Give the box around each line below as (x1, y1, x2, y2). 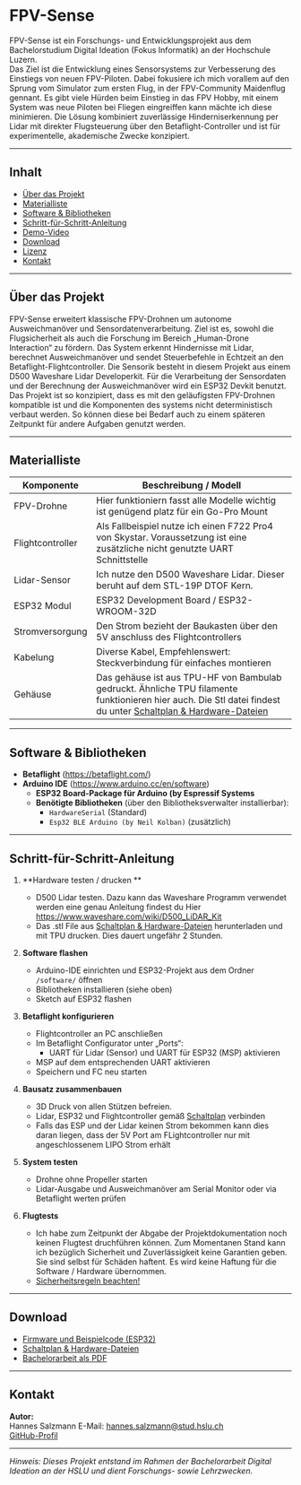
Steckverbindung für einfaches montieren (96, 656, 271, 669)
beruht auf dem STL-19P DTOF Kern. (96, 579, 254, 592)
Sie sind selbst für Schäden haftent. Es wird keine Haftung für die (35, 1256, 277, 1267)
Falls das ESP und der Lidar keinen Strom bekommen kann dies (35, 1120, 270, 1131)
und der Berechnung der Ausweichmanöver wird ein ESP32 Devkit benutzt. (9, 380, 287, 391)
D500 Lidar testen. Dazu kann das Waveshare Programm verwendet (35, 892, 287, 902)
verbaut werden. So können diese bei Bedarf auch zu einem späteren (9, 409, 266, 420)
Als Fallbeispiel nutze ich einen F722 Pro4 (96, 520, 273, 533)
